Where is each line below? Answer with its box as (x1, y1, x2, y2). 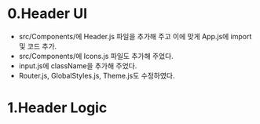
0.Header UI (7, 5, 88, 23)
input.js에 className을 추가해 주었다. (18, 60, 137, 71)
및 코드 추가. (18, 41, 57, 51)
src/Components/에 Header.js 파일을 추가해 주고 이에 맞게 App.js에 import (18, 31, 252, 41)
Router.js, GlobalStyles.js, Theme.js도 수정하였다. (18, 71, 175, 80)
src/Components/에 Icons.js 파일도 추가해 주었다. (18, 51, 174, 60)
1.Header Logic (7, 99, 108, 117)
